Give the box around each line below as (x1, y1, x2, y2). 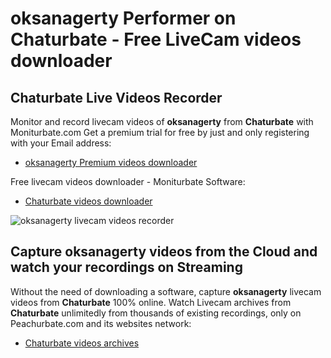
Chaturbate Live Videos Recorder (10, 89, 223, 106)
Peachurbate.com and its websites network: (10, 317, 192, 329)
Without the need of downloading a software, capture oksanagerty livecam (10, 285, 322, 297)
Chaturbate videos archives (24, 337, 140, 349)
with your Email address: (10, 137, 112, 149)
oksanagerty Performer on (10, 7, 237, 30)
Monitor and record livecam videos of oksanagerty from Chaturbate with (10, 116, 314, 127)
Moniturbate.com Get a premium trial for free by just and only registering (10, 127, 310, 138)
